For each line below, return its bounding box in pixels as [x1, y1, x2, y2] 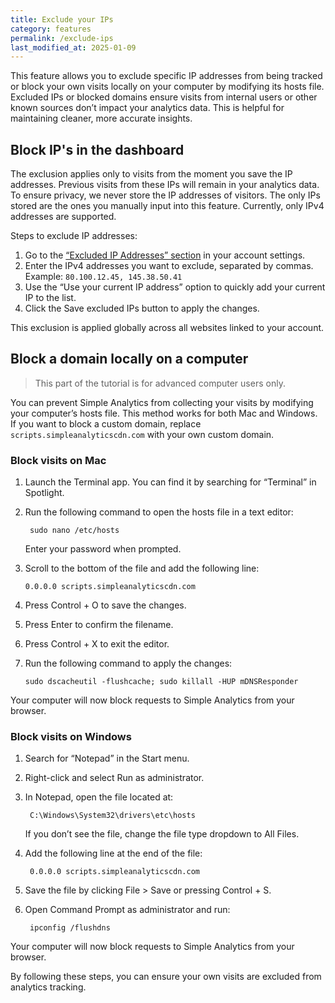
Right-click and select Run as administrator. [24, 772, 205, 784]
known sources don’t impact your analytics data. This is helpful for [10, 102, 285, 114]
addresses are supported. [10, 211, 117, 223]
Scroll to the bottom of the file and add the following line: [24, 562, 260, 575]
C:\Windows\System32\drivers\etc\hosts [29, 811, 196, 821]
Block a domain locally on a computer [10, 351, 249, 368]
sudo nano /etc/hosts [29, 526, 120, 536]
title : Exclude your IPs [10, 14, 114, 25]
